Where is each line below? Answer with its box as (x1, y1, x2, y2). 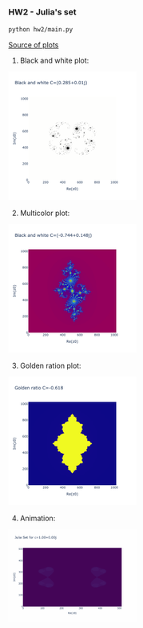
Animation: (19, 513, 56, 524)
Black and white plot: (19, 55, 89, 66)
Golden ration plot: (19, 361, 81, 371)
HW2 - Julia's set (8, 6, 77, 18)
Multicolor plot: (19, 208, 70, 218)
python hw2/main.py (8, 26, 73, 34)
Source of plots (8, 40, 59, 50)
